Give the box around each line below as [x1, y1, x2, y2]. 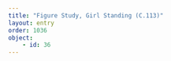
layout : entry [8, 19, 55, 27]
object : [8, 33, 34, 42]
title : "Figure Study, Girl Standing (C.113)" [8, 11, 164, 20]
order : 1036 [8, 26, 47, 34]
